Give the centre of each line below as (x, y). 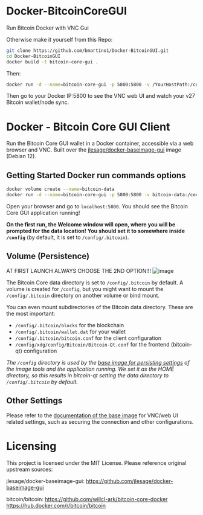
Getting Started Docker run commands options (96, 175)
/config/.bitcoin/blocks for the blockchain (69, 325)
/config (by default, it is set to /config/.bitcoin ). (68, 237)
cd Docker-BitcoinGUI (34, 56)
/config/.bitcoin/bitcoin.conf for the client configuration (88, 338)
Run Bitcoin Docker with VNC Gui (47, 28)
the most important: (31, 313)
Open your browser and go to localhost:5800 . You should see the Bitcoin (97, 206)
